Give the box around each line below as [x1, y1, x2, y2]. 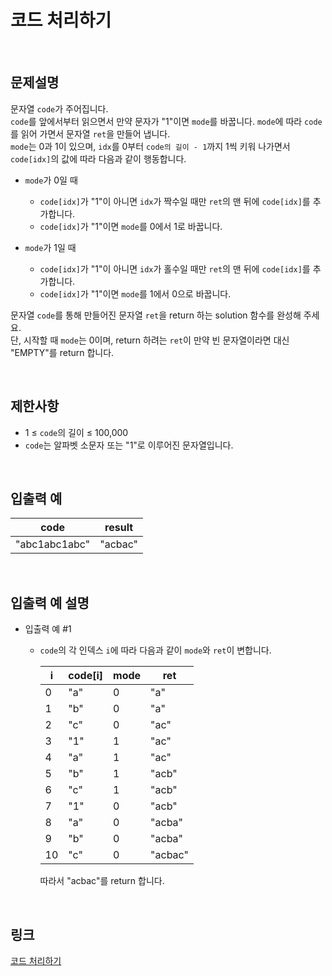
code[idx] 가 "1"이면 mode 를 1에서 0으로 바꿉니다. [39, 287, 232, 300]
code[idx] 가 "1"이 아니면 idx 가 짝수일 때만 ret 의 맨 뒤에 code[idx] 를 [39, 195, 311, 207]
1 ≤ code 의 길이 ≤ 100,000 [24, 426, 129, 438]
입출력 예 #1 [24, 623, 72, 635]
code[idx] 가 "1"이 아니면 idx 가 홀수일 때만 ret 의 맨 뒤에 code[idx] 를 [39, 262, 311, 275]
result [104, 521, 134, 535]
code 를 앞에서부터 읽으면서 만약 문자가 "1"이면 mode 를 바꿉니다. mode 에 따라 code [10, 115, 323, 127]
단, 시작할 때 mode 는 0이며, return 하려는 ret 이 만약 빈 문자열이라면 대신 [10, 334, 290, 346]
